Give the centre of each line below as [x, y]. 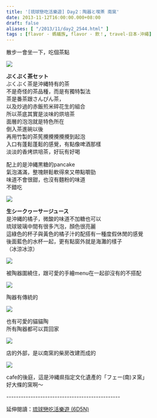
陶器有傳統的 [22, 297]
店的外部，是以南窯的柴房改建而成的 [51, 353]
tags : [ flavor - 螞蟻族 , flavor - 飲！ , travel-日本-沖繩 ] [79, 34]
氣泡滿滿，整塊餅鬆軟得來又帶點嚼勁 [51, 172]
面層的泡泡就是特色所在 [35, 122]
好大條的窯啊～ [25, 385]
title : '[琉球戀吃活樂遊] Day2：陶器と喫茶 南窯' [63, 12]
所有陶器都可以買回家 [32, 329]
